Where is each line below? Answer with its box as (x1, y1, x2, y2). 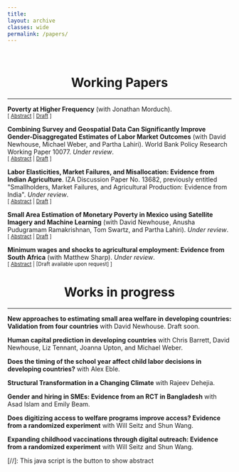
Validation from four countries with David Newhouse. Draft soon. (7, 322, 201, 331)
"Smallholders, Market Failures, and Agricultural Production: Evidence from (7, 183, 228, 192)
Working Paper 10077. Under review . (7, 147, 114, 157)
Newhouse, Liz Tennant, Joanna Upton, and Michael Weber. (7, 343, 184, 352)
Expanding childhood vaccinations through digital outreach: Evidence (7, 435, 218, 444)
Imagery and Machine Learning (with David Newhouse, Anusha (7, 218, 196, 226)
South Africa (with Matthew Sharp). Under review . (7, 253, 155, 262)
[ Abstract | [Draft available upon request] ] (7, 261, 112, 268)
